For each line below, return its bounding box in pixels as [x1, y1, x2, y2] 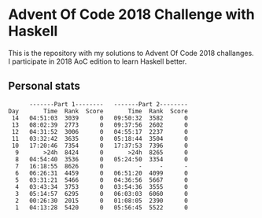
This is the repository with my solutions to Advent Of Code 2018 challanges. [8, 48, 254, 57]
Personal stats [8, 79, 81, 93]
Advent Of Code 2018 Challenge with [8, 6, 255, 24]
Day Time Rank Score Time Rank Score [8, 107, 189, 115]
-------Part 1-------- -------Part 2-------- [28, 100, 189, 108]
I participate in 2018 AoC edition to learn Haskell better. [8, 57, 187, 66]
